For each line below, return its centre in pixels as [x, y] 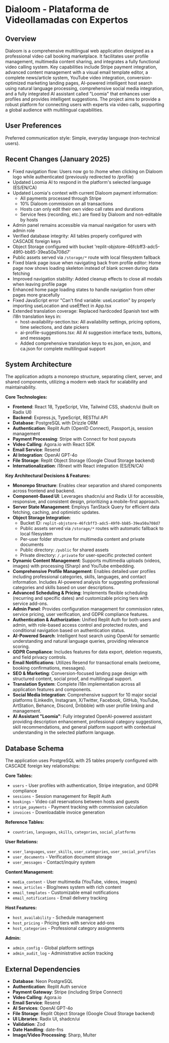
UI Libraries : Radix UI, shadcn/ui [46, 1019]
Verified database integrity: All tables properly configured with [77, 235]
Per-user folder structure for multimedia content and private [82, 539]
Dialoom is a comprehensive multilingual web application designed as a [79, 51]
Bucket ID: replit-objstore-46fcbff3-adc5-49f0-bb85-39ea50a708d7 [90, 523]
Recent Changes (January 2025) [58, 159]
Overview [21, 39]
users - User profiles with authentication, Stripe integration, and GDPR [85, 786]
